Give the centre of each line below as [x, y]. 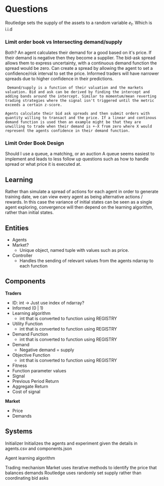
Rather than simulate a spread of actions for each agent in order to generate [82, 192]
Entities [17, 228]
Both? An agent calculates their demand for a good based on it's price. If [78, 53]
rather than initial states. [29, 213]
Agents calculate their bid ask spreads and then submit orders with [78, 114]
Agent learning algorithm [30, 458]
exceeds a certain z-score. [34, 105]
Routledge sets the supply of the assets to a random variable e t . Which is [79, 23]
